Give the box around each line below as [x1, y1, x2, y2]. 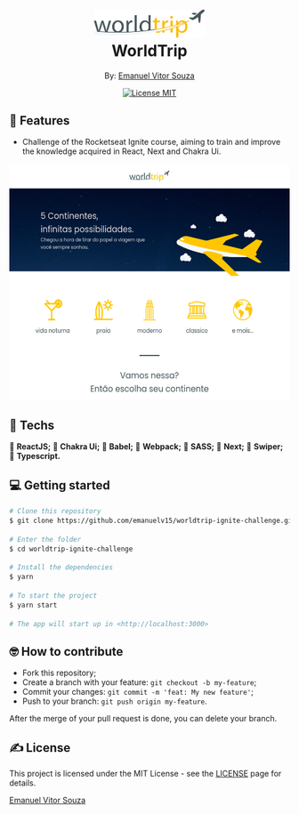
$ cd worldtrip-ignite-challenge [9, 544, 133, 553]
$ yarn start [9, 600, 58, 609]
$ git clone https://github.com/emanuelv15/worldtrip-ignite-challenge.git [9, 516, 296, 525]
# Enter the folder [9, 535, 82, 544]
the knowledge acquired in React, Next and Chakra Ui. [21, 146, 222, 157]
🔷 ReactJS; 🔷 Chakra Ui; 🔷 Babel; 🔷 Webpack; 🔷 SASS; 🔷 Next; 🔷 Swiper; [9, 441, 284, 452]
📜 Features [9, 113, 70, 128]
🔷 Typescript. [9, 451, 61, 462]
